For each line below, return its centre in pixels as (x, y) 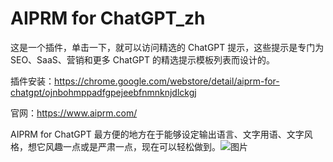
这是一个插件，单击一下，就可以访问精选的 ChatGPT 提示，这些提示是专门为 (167, 47)
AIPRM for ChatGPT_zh (108, 18)
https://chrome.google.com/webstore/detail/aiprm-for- (167, 81)
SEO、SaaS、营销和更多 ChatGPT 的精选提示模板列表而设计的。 (143, 59)
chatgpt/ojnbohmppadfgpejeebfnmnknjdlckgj (103, 92)
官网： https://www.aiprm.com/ (74, 113)
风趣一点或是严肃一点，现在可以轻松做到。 (132, 146)
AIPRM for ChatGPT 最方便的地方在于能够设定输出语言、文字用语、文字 (157, 134)
